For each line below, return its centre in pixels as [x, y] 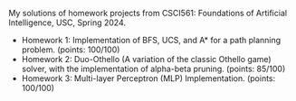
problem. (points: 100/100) [71, 50]
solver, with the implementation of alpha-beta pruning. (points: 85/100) [153, 69]
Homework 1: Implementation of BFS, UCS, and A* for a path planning [151, 40]
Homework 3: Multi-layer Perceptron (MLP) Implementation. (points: [148, 78]
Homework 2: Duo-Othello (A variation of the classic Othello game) [147, 59]
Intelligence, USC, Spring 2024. [67, 23]
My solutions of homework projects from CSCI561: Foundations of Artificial [148, 13]
